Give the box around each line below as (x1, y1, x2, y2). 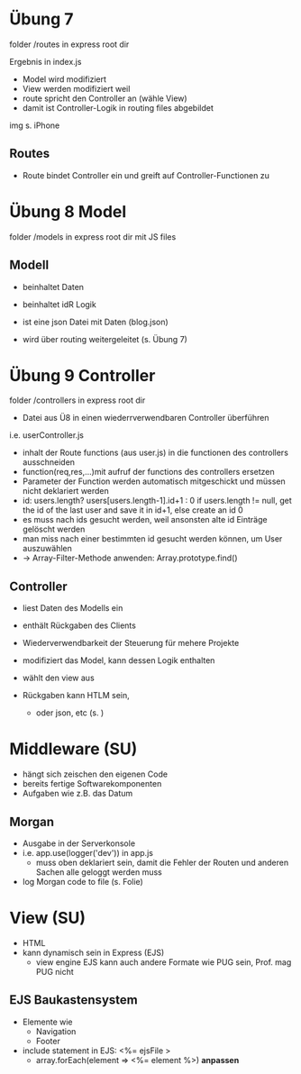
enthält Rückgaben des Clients (22, 620, 137, 631)
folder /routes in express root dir (9, 39, 130, 50)
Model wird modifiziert (22, 73, 106, 85)
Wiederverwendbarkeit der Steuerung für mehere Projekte (22, 638, 240, 649)
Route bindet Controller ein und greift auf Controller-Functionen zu (22, 169, 270, 180)
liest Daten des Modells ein (22, 603, 123, 614)
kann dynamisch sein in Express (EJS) (22, 947, 165, 958)
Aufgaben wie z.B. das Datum (22, 788, 133, 799)
